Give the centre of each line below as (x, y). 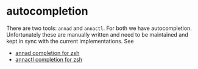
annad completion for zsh (47, 53)
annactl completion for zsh (49, 59)
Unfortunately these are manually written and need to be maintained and (97, 34)
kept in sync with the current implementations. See (70, 41)
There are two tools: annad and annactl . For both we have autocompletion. (99, 28)
